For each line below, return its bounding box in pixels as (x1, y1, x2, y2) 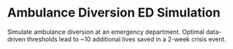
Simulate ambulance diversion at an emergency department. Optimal (7, 28, 204, 36)
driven (7, 35, 26, 43)
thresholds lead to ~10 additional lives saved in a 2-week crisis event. (27, 35, 227, 43)
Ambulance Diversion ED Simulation (7, 5, 221, 21)
